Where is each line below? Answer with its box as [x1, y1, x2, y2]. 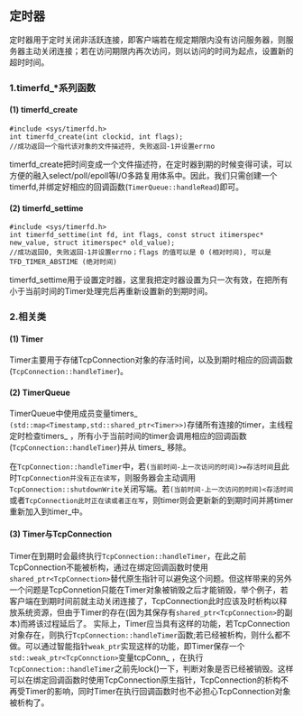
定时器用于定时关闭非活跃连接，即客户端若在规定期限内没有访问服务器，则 [9, 34, 286, 45]
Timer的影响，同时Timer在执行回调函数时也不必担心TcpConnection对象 [24, 685, 291, 696]
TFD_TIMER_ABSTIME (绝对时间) [9, 258, 117, 267]
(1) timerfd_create [9, 105, 78, 115]
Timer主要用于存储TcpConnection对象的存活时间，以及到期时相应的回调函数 [9, 354, 293, 365]
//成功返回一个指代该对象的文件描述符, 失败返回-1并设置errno [9, 142, 216, 151]
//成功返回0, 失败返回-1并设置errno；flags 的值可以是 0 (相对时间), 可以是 [9, 248, 272, 257]
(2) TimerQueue [9, 387, 70, 398]
